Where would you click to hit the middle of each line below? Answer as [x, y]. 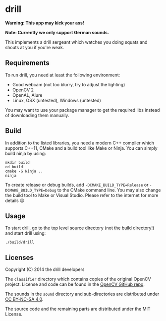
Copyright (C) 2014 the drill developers [45, 269]
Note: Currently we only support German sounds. [57, 32]
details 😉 [15, 200]
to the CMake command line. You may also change [109, 190]
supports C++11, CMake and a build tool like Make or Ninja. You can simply [81, 148]
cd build [14, 167]
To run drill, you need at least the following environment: [63, 75]
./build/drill [20, 242]
